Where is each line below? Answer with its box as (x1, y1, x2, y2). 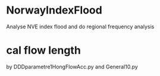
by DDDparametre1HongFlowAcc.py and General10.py (6, 63, 138, 70)
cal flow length (6, 44, 81, 57)
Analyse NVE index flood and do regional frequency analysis (6, 23, 155, 30)
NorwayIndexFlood (6, 4, 102, 17)
